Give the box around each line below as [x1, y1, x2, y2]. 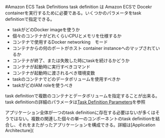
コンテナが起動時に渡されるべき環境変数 [12, 70, 95, 76]
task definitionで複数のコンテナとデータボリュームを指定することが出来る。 [5, 93, 160, 98]
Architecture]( [5, 128, 34, 133]
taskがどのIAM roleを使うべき [12, 83, 73, 88]
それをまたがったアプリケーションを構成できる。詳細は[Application [18, 122, 156, 128]
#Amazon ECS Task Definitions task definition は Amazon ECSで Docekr [5, 4, 152, 9]
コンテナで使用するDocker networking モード [12, 39, 108, 45]
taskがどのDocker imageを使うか [12, 27, 80, 33]
